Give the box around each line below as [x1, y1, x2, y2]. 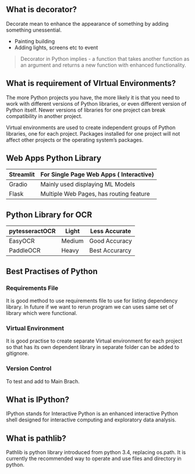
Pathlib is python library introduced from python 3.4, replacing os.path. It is [6, 449, 186, 456]
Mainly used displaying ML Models [40, 181, 136, 189]
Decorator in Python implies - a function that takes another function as [20, 55, 190, 62]
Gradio [9, 181, 28, 189]
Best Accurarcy [89, 247, 132, 255]
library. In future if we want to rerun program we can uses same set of [6, 303, 174, 310]
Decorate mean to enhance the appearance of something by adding [6, 20, 169, 27]
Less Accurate [90, 227, 132, 236]
